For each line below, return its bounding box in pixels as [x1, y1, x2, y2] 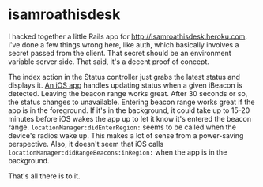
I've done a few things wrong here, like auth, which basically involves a [8, 39, 239, 49]
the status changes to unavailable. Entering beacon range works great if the [8, 97, 255, 107]
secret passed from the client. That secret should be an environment [8, 48, 231, 58]
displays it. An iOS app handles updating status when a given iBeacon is [8, 80, 242, 90]
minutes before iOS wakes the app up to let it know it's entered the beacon [8, 114, 251, 123]
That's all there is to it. [8, 171, 81, 181]
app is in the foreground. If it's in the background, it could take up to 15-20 [8, 105, 250, 115]
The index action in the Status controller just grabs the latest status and [8, 72, 241, 81]
